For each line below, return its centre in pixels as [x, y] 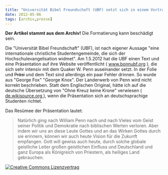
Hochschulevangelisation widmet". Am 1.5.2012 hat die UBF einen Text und [82, 59]
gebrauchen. [30, 158]
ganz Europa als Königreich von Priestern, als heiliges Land [78, 152]
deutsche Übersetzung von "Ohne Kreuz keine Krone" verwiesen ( [74, 91]
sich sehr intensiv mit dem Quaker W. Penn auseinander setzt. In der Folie [81, 69]
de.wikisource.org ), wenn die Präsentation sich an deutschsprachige [76, 96]
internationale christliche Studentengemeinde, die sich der [65, 53]
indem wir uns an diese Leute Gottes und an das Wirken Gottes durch [89, 131]
